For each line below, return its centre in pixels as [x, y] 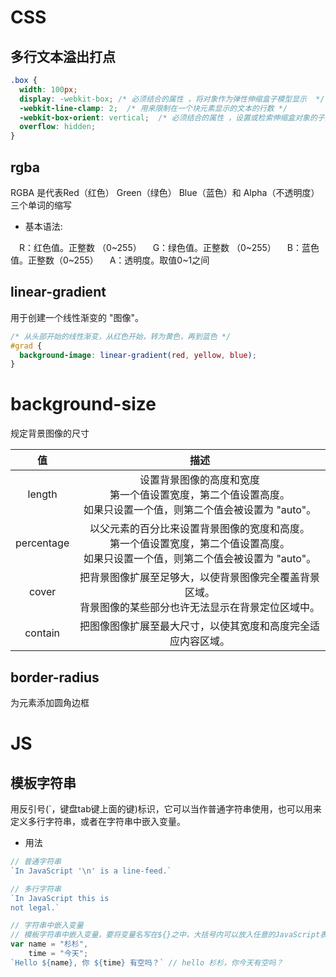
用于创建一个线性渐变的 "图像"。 [77, 317]
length [42, 494]
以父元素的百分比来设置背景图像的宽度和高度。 [200, 529]
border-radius [55, 677]
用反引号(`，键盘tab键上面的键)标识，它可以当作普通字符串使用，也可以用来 [166, 809]
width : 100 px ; [48, 89]
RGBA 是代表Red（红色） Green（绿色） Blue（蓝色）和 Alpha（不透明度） [165, 192]
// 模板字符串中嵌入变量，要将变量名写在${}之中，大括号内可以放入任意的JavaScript [165, 935]
